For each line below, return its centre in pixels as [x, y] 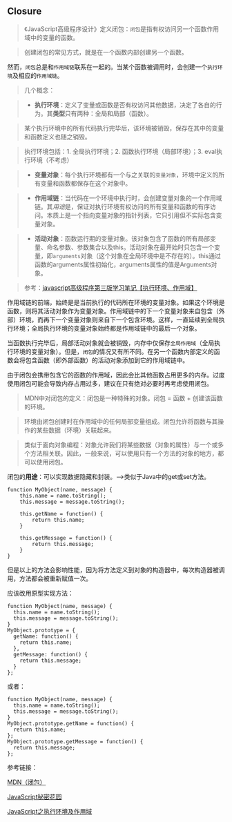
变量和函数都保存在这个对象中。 [86, 183]
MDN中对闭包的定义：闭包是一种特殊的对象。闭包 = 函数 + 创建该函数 [123, 398]
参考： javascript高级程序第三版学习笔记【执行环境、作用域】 [110, 287]
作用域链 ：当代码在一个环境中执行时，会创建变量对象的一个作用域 [128, 198]
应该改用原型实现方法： [40, 593]
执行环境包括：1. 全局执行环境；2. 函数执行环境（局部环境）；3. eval [120, 151]
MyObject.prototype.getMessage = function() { [75, 741]
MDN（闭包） [27, 782]
